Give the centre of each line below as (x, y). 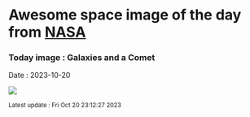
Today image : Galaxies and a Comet (82, 58)
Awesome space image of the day (125, 15)
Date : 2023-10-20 (39, 76)
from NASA (47, 32)
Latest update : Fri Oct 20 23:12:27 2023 (65, 106)
